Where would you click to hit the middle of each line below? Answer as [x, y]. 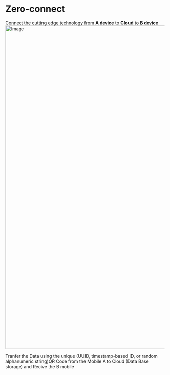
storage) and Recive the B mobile [40, 366]
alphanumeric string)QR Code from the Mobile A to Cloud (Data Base [77, 361]
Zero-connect [35, 9]
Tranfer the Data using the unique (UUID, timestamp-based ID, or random [81, 356]
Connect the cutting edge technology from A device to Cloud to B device [82, 23]
